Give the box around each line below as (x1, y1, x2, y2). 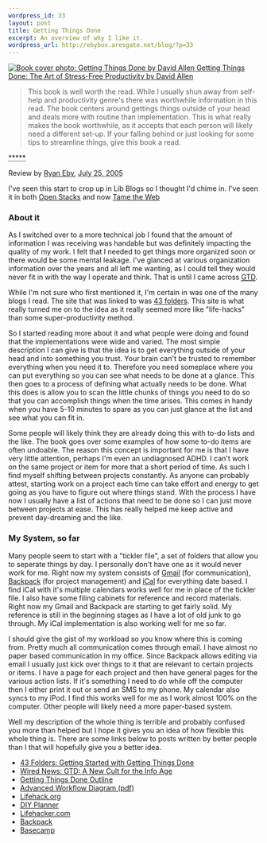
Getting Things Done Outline (19, 775, 114, 784)
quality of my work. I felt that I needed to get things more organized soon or (8, 247, 256, 257)
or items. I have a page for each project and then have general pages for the (8, 667, 258, 677)
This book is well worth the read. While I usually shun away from (27, 87, 239, 96)
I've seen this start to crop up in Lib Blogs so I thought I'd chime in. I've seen (8, 184, 258, 193)
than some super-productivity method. (8, 313, 135, 323)
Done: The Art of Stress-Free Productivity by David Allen (8, 72, 194, 81)
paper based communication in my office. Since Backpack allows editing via (8, 651, 257, 660)
